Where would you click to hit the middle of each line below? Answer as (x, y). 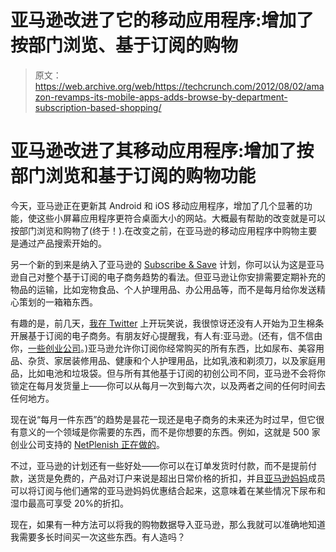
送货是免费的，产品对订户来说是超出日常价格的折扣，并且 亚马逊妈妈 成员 (176, 478)
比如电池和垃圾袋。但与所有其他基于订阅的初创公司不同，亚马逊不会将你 (176, 373)
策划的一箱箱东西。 (58, 302)
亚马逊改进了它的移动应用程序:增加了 (162, 20)
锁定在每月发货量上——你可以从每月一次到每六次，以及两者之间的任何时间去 (168, 385)
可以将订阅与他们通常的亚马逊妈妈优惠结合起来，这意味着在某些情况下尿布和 (168, 490)
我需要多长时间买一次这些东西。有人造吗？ (98, 537)
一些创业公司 (54, 348)
